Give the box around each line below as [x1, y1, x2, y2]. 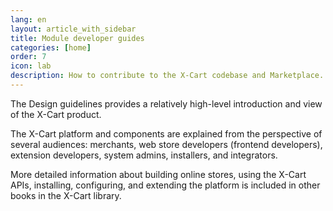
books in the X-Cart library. [10, 189, 122, 201]
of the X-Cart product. [10, 108, 102, 120]
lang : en [10, 14, 47, 25]
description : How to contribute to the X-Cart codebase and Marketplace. [10, 71, 325, 81]
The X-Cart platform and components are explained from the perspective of [10, 127, 323, 140]
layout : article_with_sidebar [10, 24, 137, 34]
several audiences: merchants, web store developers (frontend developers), [10, 138, 323, 150]
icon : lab [10, 61, 52, 71]
